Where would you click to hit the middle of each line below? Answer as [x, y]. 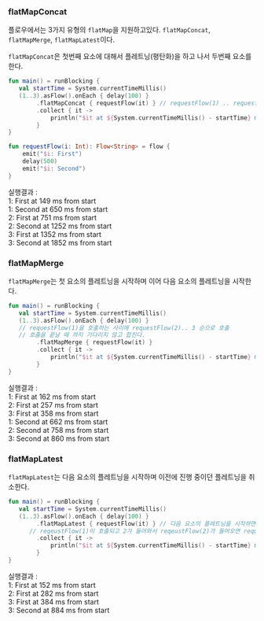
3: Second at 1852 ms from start [60, 242]
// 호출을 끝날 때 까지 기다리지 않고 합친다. [82, 335]
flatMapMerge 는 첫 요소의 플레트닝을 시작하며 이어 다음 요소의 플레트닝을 [119, 281]
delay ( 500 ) [40, 161]
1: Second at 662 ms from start [58, 421]
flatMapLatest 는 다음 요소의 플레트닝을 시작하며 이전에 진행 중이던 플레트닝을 [128, 477]
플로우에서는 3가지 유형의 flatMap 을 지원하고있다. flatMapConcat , [109, 30]
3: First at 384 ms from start [54, 601]
